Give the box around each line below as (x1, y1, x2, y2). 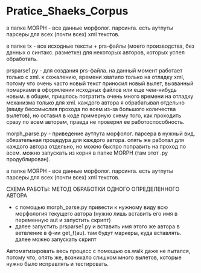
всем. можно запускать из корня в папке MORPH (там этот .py (6, 149, 168, 156)
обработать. (6, 55, 38, 62)
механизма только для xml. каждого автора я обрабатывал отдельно (6, 98, 185, 106)
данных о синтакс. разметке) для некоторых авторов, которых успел (6, 48, 185, 56)
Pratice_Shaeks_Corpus (6, 4, 129, 18)
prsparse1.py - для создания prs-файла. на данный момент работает (6, 66, 183, 74)
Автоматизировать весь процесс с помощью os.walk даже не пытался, (6, 247, 191, 254)
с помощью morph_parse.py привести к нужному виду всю (14, 204, 168, 211)
